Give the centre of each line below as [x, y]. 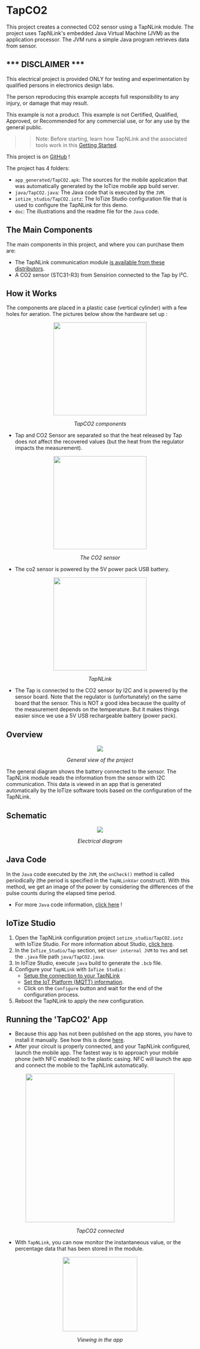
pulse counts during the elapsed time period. [61, 893]
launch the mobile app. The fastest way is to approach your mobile [96, 1053]
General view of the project [100, 760]
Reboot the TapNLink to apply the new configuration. [79, 1001]
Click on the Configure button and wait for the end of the [93, 988]
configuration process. [51, 994]
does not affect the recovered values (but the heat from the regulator [99, 442]
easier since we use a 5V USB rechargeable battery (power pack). [96, 716]
